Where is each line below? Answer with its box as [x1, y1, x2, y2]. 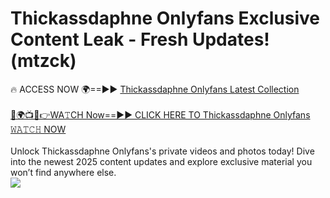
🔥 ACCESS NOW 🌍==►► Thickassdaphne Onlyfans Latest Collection [10, 83, 300, 95]
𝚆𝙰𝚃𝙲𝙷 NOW [10, 123, 67, 135]
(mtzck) [10, 50, 77, 72]
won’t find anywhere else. [10, 166, 117, 178]
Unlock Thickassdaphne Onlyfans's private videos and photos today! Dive [10, 145, 315, 157]
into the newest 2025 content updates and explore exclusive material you [10, 155, 313, 167]
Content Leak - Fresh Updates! [10, 28, 270, 51]
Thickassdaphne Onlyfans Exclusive [10, 7, 320, 30]
